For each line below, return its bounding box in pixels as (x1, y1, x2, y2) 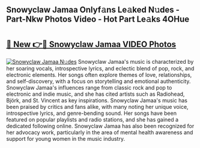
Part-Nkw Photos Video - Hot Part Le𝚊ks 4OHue (6, 14, 190, 25)
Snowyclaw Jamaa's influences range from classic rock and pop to (6, 84, 172, 91)
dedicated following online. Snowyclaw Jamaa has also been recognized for (6, 123, 195, 129)
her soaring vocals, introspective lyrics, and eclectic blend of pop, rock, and (6, 65, 195, 72)
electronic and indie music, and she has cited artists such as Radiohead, (6, 90, 185, 97)
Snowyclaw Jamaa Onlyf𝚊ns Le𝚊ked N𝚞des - (6, 5, 180, 15)
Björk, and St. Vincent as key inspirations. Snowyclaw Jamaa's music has (6, 97, 188, 104)
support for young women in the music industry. (6, 135, 125, 142)
